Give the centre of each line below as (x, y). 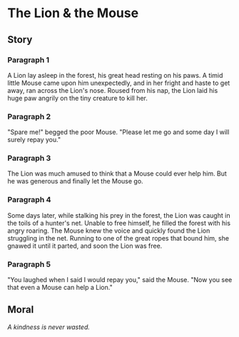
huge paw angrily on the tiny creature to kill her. (78, 98)
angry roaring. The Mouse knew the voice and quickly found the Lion (109, 231)
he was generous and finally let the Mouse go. (76, 181)
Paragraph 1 (29, 60)
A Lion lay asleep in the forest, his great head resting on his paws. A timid (115, 75)
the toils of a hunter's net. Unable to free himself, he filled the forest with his (119, 223)
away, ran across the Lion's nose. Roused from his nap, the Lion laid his (113, 90)
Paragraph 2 (29, 116)
